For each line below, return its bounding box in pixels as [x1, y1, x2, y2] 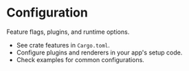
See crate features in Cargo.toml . [16, 41, 111, 49]
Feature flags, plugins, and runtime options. [6, 28, 130, 36]
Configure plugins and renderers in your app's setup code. [16, 48, 183, 57]
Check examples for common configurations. [16, 55, 145, 63]
